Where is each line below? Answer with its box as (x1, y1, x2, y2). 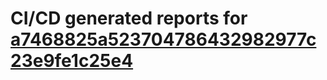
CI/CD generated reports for (10, 7, 248, 30)
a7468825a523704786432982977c (10, 28, 317, 51)
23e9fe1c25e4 (10, 50, 134, 72)
